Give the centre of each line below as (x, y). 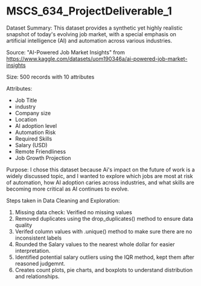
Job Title (26, 100)
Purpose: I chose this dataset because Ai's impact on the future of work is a (101, 170)
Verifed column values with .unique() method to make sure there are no (104, 231)
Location (26, 119)
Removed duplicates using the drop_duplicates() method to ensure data (104, 218)
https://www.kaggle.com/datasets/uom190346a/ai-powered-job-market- (97, 59)
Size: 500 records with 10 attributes (50, 77)
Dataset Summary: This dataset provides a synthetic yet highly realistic (94, 28)
